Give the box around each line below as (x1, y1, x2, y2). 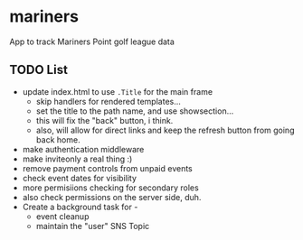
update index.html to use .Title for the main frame (22, 86, 213, 97)
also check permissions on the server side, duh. (22, 191, 202, 202)
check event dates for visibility (22, 172, 137, 183)
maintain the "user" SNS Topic (35, 220, 150, 231)
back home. (35, 134, 80, 145)
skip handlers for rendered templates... (35, 96, 181, 106)
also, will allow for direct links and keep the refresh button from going (35, 125, 295, 135)
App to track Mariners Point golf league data (9, 36, 175, 47)
